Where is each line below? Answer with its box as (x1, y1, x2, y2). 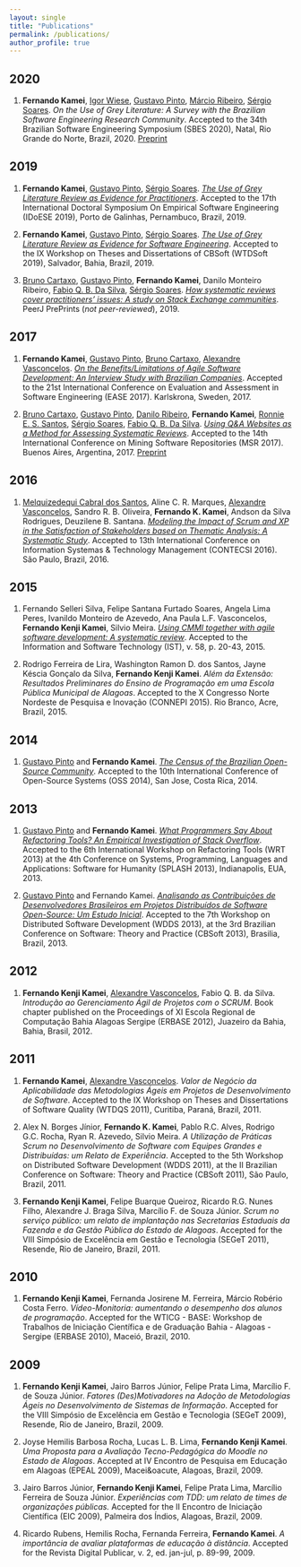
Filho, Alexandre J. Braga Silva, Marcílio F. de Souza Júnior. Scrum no (21, 1205, 279, 1216)
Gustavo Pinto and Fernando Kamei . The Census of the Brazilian (21, 757, 262, 767)
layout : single (9, 13, 66, 22)
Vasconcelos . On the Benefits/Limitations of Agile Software (21, 362, 242, 373)
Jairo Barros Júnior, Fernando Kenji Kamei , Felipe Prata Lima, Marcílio (21, 1483, 282, 1493)
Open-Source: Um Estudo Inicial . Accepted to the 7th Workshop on (21, 909, 271, 920)
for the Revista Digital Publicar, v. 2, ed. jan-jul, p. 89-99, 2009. (21, 1547, 255, 1558)
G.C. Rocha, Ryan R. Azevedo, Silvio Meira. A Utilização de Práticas (21, 1130, 272, 1141)
